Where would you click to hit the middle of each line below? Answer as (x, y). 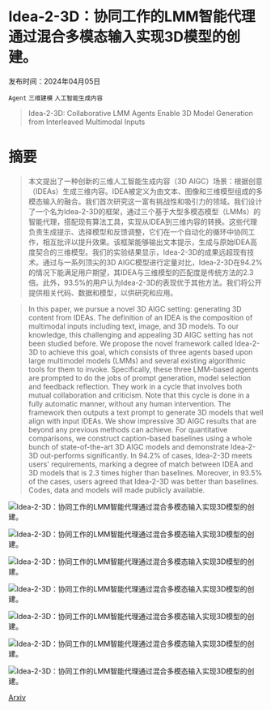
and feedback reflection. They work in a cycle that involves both (135, 386)
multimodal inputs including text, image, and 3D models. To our (133, 326)
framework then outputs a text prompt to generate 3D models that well (146, 412)
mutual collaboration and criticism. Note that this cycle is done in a (139, 395)
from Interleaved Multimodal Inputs (87, 122)
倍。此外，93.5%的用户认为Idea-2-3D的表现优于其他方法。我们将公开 (145, 282)
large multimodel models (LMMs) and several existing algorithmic (137, 360)
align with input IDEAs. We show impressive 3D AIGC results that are (142, 421)
